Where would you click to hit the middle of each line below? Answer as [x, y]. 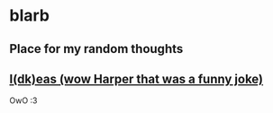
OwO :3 [23, 100]
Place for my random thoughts [96, 49]
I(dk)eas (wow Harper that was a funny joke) [136, 78]
